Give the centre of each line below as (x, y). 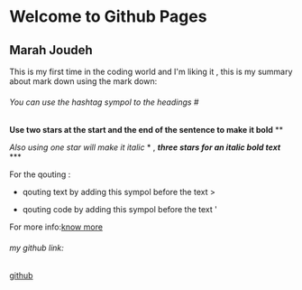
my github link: (37, 248)
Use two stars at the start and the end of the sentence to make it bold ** (146, 130)
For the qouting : (40, 174)
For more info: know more (56, 227)
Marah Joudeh (51, 50)
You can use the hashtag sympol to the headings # (104, 102)
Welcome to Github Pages (108, 17)
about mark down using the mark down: (83, 81)
